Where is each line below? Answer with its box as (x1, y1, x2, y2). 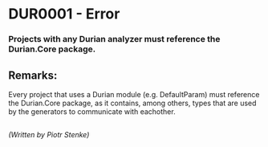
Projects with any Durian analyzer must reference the (8, 34, 221, 45)
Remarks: (8, 68, 58, 82)
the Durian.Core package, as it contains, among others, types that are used (8, 98, 257, 108)
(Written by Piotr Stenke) (8, 130, 90, 140)
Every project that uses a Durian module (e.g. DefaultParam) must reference (8, 89, 260, 99)
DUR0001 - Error (8, 5, 120, 23)
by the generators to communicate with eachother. (8, 106, 176, 116)
